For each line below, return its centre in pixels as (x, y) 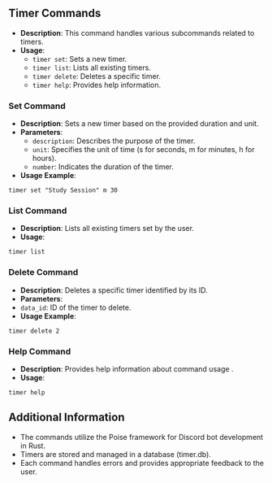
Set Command (37, 106)
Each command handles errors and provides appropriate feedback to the (142, 463)
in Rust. (33, 446)
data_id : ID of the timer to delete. (76, 307)
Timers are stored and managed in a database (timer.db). (115, 454)
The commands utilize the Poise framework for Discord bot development (142, 437)
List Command (38, 211)
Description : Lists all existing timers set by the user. (107, 228)
